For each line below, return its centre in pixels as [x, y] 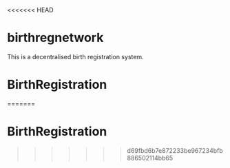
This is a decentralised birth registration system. [75, 56]
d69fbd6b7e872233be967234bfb [175, 150]
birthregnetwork [55, 38]
